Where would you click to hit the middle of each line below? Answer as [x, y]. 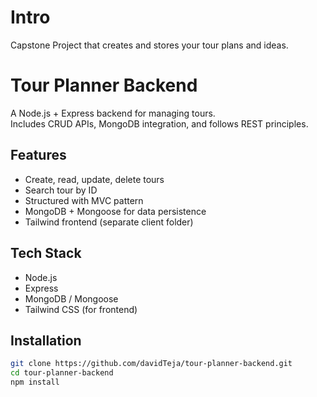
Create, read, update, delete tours [94, 179]
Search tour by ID [61, 190]
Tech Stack [46, 253]
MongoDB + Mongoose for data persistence [115, 211]
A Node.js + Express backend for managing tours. [113, 113]
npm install [35, 382]
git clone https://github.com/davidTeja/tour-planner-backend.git [151, 364]
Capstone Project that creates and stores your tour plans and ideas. [149, 45]
